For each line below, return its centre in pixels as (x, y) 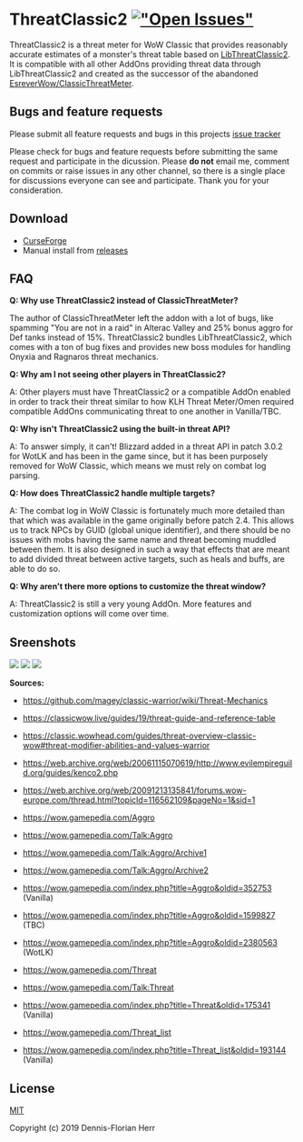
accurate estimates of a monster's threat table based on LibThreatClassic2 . (150, 54)
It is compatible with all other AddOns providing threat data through (135, 64)
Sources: (27, 683)
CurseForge (45, 240)
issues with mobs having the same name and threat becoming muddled (143, 540)
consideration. (36, 190)
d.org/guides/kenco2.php (70, 773)
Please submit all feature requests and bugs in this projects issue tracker (145, 134)
